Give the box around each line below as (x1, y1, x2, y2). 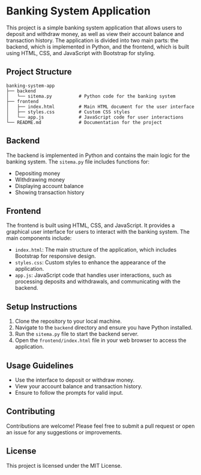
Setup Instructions (6, 301, 77, 312)
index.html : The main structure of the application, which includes (14, 246, 177, 253)
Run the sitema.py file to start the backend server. (14, 331, 139, 338)
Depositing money (14, 170, 61, 177)
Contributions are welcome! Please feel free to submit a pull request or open (6, 422, 195, 429)
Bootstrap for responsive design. (14, 253, 96, 260)
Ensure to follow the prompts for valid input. (14, 389, 124, 396)
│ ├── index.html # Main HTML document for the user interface (6, 104, 195, 110)
